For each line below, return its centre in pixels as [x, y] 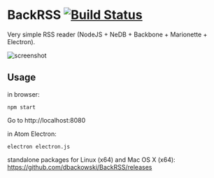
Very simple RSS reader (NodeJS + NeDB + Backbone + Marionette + [107, 34]
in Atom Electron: [32, 134]
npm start [22, 107]
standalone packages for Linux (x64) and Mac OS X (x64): [92, 159]
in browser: [23, 94]
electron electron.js [39, 146]
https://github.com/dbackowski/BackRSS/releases [80, 167]
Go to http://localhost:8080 [47, 120]
